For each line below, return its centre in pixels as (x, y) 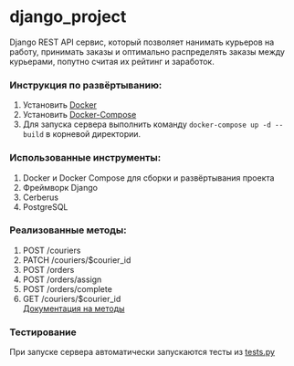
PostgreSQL (45, 206)
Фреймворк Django (60, 187)
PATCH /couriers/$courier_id (77, 260)
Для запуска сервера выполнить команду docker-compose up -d (147, 124)
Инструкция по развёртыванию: (86, 85)
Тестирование (43, 332)
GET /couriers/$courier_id (72, 298)
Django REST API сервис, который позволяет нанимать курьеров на (142, 42)
